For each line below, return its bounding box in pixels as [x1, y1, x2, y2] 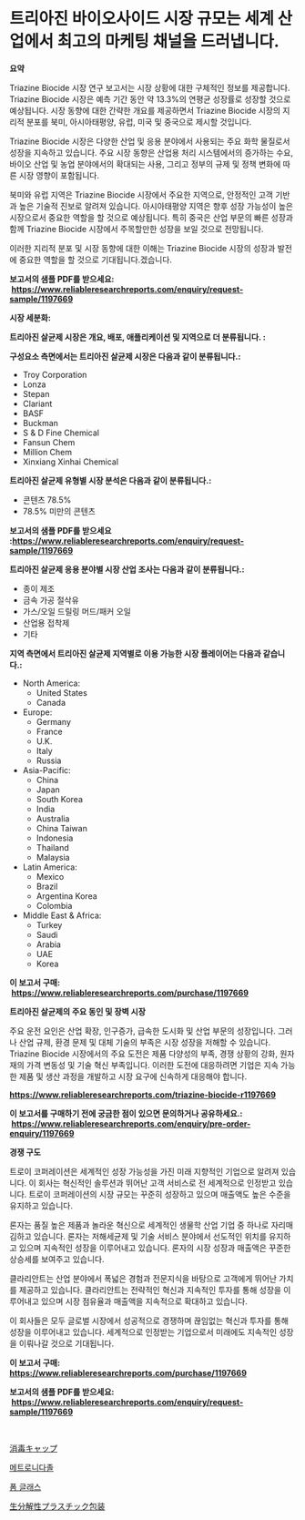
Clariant [22, 398, 53, 409]
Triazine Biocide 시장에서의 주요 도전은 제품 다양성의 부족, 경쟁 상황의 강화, [9, 1048, 278, 1059]
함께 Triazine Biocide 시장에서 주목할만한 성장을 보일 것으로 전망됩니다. [9, 223, 264, 234]
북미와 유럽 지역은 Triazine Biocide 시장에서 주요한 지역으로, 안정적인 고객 [9, 189, 273, 200]
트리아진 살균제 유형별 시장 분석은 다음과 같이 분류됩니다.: [9, 474, 212, 485]
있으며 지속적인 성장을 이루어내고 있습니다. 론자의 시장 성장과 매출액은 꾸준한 [18, 1242, 291, 1253]
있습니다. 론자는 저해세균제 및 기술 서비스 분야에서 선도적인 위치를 [33, 1230, 267, 1241]
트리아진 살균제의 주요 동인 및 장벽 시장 [9, 1005, 146, 1016]
